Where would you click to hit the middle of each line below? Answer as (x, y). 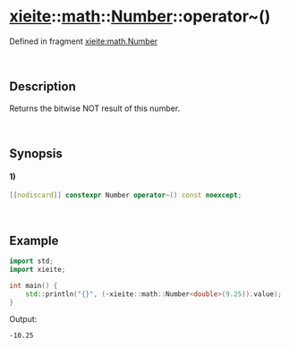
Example (34, 240)
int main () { (34, 285)
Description (42, 87)
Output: (23, 319)
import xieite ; (38, 269)
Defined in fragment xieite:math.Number (84, 41)
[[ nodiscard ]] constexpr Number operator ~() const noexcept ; (126, 195)
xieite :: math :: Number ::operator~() (140, 17)
